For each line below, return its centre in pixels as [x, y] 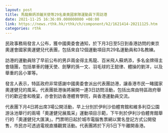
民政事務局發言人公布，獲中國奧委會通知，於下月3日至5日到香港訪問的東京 [82, 44]
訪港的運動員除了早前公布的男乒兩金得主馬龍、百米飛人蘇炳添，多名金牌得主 [84, 60]
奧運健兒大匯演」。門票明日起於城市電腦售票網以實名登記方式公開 [85, 119]
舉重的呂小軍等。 [23, 73]
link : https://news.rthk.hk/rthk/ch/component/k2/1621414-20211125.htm [81, 24]
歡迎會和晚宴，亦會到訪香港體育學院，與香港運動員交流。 [73, 96]
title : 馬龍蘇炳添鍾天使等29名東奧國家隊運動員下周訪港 [56, 15]
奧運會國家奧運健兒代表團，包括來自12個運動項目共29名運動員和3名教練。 [82, 50]
